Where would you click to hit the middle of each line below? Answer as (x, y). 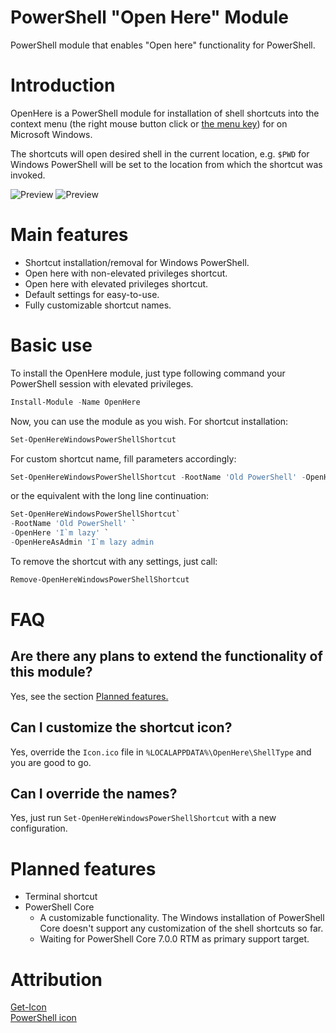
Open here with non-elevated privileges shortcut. (126, 273)
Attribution (56, 979)
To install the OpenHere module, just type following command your (148, 373)
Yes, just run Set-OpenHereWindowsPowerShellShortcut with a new (143, 818)
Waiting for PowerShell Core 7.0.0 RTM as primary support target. (174, 939)
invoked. (28, 175)
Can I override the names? (94, 793)
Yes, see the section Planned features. (89, 696)
